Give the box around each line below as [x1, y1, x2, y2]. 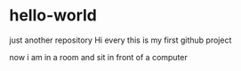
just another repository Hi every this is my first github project [9, 35, 232, 45]
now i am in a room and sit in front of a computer [9, 51, 189, 62]
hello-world [9, 5, 98, 26]
